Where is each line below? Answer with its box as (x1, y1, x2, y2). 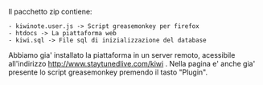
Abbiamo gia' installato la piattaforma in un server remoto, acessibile (8, 51, 236, 59)
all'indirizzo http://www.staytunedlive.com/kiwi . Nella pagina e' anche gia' (8, 59, 256, 68)
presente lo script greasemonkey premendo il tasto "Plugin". (8, 67, 208, 77)
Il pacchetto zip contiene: (8, 7, 92, 16)
